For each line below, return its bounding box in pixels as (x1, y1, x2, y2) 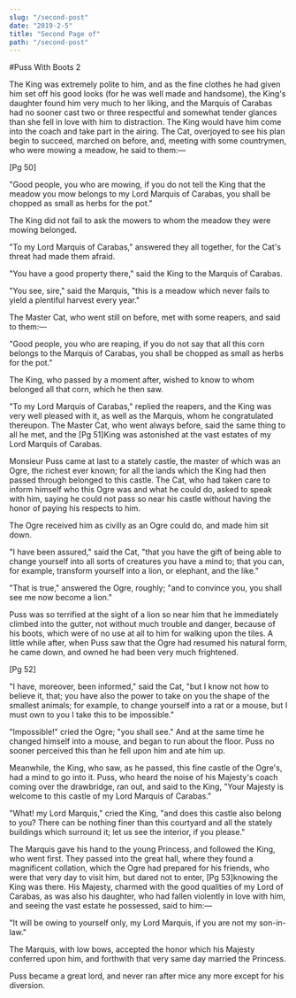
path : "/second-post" (9, 37, 89, 47)
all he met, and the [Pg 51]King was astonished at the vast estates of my (9, 429, 272, 440)
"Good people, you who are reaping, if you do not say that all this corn (9, 338, 265, 350)
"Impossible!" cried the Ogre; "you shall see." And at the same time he (9, 727, 265, 738)
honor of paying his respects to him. (9, 503, 141, 514)
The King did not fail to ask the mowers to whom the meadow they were (9, 215, 271, 226)
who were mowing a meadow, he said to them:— (9, 145, 186, 156)
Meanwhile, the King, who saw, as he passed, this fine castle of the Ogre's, (9, 762, 283, 773)
